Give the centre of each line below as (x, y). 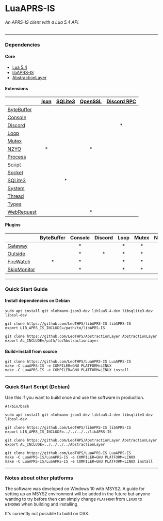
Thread (16, 196)
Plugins (13, 225)
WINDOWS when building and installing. (42, 504)
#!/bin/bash (17, 406)
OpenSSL (91, 101)
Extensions (16, 89)
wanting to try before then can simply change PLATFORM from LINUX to (74, 499)
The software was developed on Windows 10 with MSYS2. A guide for (75, 489)
